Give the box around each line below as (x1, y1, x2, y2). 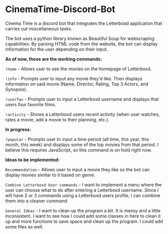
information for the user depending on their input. (5, 46, 108, 52)
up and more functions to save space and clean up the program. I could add (5, 218, 163, 224)
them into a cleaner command (5, 198, 68, 204)
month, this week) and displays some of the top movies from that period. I (5, 142, 159, 148)
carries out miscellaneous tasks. (5, 25, 73, 31)
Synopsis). (5, 86, 28, 92)
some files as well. (5, 223, 44, 229)
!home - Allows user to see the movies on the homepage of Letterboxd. (5, 66, 152, 72)
